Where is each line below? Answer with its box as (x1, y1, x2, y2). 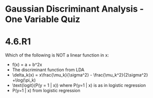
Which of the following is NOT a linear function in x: (5, 52, 109, 58)
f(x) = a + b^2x (12, 62, 43, 68)
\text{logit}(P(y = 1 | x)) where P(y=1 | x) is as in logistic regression (12, 82, 146, 88)
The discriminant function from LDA (12, 67, 85, 73)
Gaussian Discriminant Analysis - (5, 3, 144, 15)
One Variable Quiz (5, 14, 80, 25)
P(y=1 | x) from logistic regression (12, 88, 81, 94)
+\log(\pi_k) (12, 77, 36, 83)
